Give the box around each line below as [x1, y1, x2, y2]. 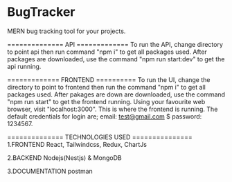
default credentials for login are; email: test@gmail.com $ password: [7, 112, 202, 121]
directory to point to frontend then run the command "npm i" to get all [7, 83, 206, 91]
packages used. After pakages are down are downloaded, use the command [7, 90, 226, 99]
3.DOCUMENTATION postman [7, 167, 93, 175]
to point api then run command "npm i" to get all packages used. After [7, 48, 208, 56]
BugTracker [7, 4, 75, 20]
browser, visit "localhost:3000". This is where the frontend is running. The [7, 105, 218, 113]
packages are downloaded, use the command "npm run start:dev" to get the [7, 54, 225, 63]
